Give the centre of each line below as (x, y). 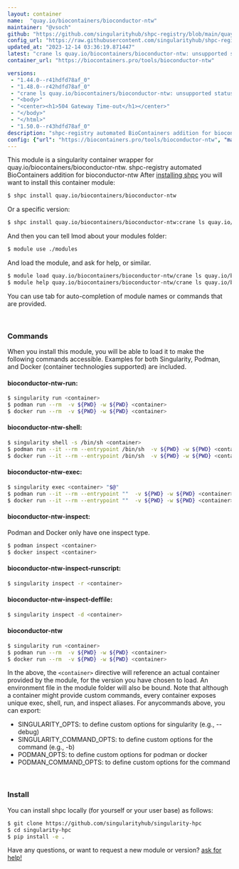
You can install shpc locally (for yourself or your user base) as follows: (110, 810)
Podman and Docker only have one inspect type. (79, 532)
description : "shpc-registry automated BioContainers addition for (110, 133)
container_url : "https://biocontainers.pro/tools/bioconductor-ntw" (111, 61)
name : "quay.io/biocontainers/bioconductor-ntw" (83, 21)
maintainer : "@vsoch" (39, 27)
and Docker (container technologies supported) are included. (97, 367)
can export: (24, 711)
